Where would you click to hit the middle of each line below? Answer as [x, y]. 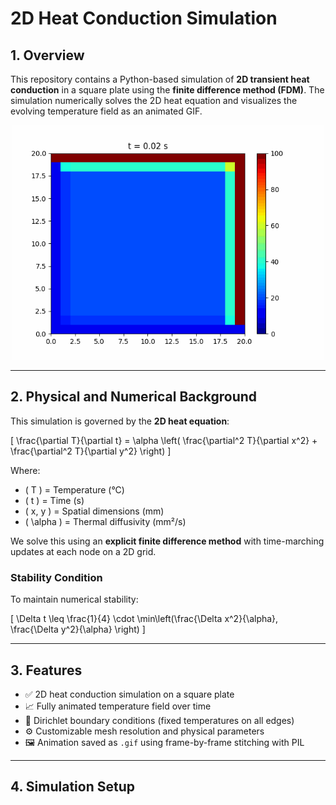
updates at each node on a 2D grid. [83, 551]
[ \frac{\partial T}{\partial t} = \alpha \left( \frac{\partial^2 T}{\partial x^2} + [164, 440]
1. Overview [47, 55]
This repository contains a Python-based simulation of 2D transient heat [160, 79]
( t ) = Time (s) [54, 500]
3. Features [46, 670]
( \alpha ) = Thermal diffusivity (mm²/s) [105, 521]
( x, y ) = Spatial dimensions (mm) [94, 511]
